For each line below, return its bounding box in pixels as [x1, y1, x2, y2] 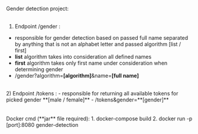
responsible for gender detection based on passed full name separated [14, 34, 189, 41]
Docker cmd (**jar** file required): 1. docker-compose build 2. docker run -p [6, 115, 193, 122]
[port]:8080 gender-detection [6, 122, 79, 128]
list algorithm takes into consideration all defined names [14, 53, 152, 60]
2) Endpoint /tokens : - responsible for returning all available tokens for [6, 90, 178, 97]
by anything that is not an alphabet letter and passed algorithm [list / [14, 41, 181, 47]
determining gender [14, 66, 63, 73]
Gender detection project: [6, 5, 69, 12]
